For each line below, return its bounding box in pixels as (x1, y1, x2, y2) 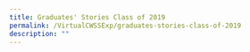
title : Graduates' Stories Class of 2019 (9, 12, 166, 22)
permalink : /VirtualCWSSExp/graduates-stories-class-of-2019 (9, 21, 242, 30)
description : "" (9, 29, 70, 38)
